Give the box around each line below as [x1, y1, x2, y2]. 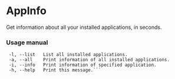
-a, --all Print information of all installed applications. [8, 57, 170, 63]
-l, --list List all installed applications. [8, 52, 128, 58]
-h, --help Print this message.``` [8, 67, 101, 73]
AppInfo [6, 4, 47, 18]
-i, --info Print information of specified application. [8, 62, 157, 68]
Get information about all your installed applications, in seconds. [6, 24, 162, 31]
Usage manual [6, 38, 48, 47]
